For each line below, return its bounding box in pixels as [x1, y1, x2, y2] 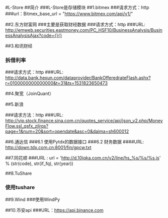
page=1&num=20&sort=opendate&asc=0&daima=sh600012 [5, 128, 129, 135]
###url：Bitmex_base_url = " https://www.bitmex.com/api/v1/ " [5, 11, 133, 17]
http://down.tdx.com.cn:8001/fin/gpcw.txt [5, 144, 92, 150]
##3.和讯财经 [5, 43, 33, 49]
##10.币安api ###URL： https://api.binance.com [5, 207, 104, 213]
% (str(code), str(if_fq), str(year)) [5, 160, 74, 167]
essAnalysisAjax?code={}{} [5, 32, 62, 38]
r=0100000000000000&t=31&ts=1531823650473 [5, 80, 108, 86]
